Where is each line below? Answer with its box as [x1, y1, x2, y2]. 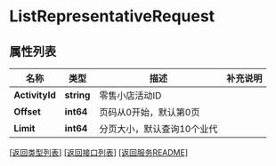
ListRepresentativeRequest [9, 6, 215, 27]
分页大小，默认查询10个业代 [99, 123, 218, 135]
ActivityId [13, 89, 56, 101]
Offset [13, 106, 42, 117]
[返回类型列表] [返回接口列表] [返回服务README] [9, 147, 189, 157]
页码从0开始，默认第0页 [99, 107, 200, 118]
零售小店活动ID [99, 90, 162, 101]
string [64, 89, 91, 101]
